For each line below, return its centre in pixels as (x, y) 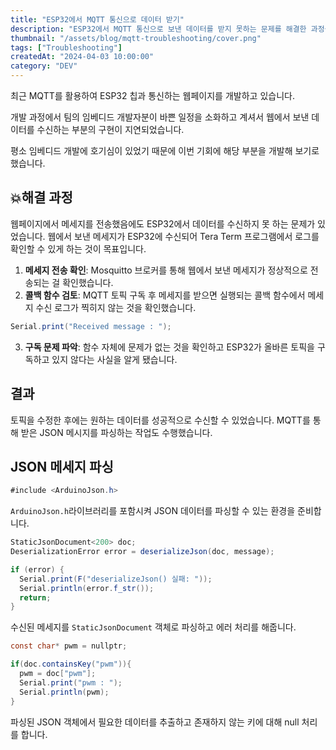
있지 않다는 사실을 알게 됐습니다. (114, 359)
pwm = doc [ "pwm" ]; (58, 674)
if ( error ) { (37, 569)
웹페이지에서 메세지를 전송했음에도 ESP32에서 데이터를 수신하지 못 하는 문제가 (163, 223)
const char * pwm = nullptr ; (69, 646)
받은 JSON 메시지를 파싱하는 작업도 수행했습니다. (116, 432)
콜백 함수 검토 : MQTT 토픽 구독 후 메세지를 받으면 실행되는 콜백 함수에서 (165, 295)
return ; (35, 597)
